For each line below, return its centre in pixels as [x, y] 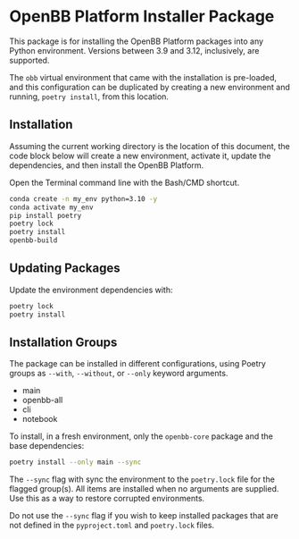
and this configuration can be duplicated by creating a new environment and [149, 87]
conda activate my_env [51, 207]
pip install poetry [46, 215]
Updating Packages [65, 269]
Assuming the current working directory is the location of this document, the [149, 146]
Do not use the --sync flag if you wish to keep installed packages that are [144, 516]
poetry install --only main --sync [75, 462]
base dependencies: [47, 446]
